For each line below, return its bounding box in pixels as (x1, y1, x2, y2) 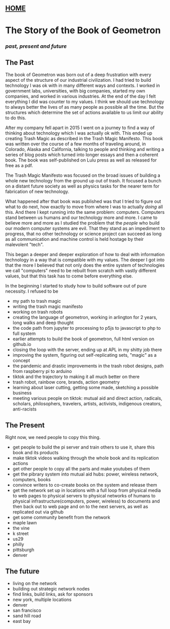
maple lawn (12, 520, 37, 526)
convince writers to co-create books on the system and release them (12, 482, 157, 488)
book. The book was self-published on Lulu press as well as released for (5, 157, 157, 163)
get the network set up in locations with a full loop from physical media (12, 487, 161, 493)
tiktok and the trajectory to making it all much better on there (12, 373, 140, 380)
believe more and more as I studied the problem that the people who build (5, 220, 160, 226)
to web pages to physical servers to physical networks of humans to (12, 493, 156, 499)
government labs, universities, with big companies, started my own (5, 88, 146, 94)
